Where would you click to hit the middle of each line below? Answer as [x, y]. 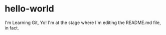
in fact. [12, 27]
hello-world [30, 9]
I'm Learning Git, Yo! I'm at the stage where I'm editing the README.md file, [83, 22]
